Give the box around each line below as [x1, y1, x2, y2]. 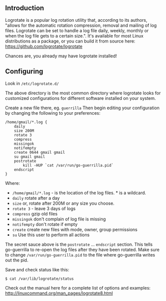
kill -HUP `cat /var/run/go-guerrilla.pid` [23, 163, 114, 168]
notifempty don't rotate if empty [12, 221, 78, 227]
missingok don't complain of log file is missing [12, 216, 106, 222]
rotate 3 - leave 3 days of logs [12, 205, 76, 212]
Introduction [5, 4, 44, 12]
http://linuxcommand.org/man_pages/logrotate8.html [5, 290, 113, 296]
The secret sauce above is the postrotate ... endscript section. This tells [5, 241, 153, 247]
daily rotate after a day [12, 195, 60, 201]
